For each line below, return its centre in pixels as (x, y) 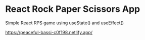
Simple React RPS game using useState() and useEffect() (65, 23)
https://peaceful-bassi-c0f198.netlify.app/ (49, 32)
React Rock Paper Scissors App (73, 9)
